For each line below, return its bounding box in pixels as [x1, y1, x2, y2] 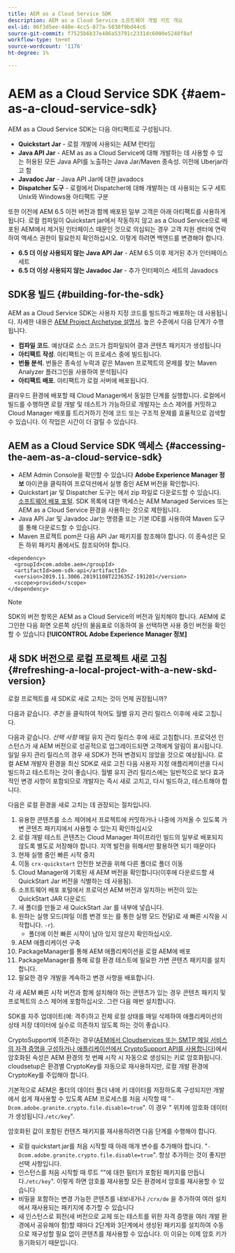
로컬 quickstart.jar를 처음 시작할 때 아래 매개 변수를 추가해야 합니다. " [17, 1142, 208, 1151]
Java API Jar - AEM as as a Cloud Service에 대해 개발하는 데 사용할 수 [17, 148, 216, 157]
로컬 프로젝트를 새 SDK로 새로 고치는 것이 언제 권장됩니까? [8, 694, 167, 703]
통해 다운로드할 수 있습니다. [25, 524, 101, 532]
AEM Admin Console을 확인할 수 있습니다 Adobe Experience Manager [17, 471, 218, 479]
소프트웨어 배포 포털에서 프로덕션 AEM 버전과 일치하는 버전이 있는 [17, 886, 198, 894]
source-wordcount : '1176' [8, 43, 83, 50]
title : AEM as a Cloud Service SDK [8, 10, 112, 18]
